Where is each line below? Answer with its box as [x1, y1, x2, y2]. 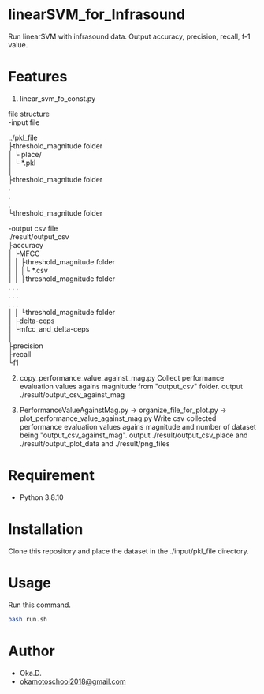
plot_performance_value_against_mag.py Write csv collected [19, 413, 217, 423]
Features [8, 68, 68, 86]
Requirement [8, 467, 95, 485]
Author [8, 642, 55, 660]
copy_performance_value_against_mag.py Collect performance [19, 373, 225, 382]
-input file [8, 117, 40, 127]
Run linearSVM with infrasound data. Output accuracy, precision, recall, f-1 [8, 32, 251, 41]
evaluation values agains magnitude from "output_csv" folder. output [19, 381, 243, 391]
